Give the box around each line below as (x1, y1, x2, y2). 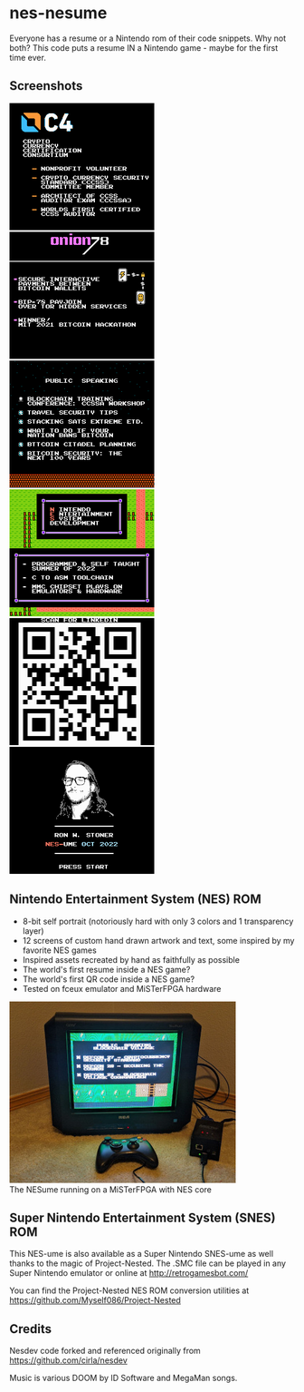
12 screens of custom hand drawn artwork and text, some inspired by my (22, 935, 295, 946)
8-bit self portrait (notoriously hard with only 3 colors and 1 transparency (22, 916, 294, 926)
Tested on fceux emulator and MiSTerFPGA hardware (22, 983, 222, 994)
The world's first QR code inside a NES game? (22, 974, 195, 985)
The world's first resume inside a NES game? (22, 964, 191, 975)
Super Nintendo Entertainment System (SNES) (9, 1210, 276, 1225)
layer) (22, 925, 44, 936)
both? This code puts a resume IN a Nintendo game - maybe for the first (9, 42, 279, 53)
